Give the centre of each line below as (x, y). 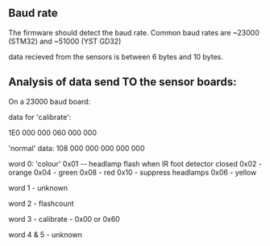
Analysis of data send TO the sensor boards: (123, 82)
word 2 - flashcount (41, 203)
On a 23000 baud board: (50, 101)
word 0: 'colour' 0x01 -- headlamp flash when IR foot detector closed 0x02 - (135, 163)
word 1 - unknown (38, 187)
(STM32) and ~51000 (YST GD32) (65, 41)
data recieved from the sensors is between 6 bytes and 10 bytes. (116, 56)
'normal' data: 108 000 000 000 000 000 (77, 148)
